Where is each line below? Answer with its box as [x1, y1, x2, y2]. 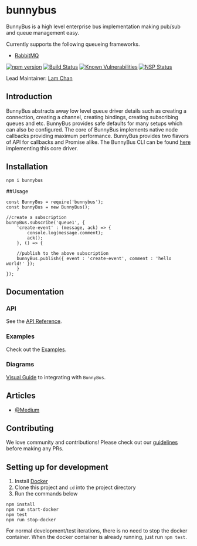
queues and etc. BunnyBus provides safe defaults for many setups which [6, 120, 183, 127]
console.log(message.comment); [27, 230, 104, 235]
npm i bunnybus [6, 177, 43, 183]
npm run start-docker [6, 507, 59, 513]
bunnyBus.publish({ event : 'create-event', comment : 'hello [16, 255, 172, 261]
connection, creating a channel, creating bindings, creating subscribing [6, 113, 179, 120]
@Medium [14, 406, 40, 413]
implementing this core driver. [6, 144, 78, 151]
